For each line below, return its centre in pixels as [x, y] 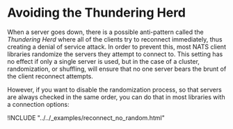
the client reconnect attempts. [50, 76]
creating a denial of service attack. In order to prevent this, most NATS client [116, 46]
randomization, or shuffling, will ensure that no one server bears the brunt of [117, 69]
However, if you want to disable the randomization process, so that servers [115, 89]
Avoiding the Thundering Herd [97, 13]
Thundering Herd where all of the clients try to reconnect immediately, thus [115, 39]
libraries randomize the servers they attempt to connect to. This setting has [115, 54]
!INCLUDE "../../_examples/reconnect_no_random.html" [86, 118]
